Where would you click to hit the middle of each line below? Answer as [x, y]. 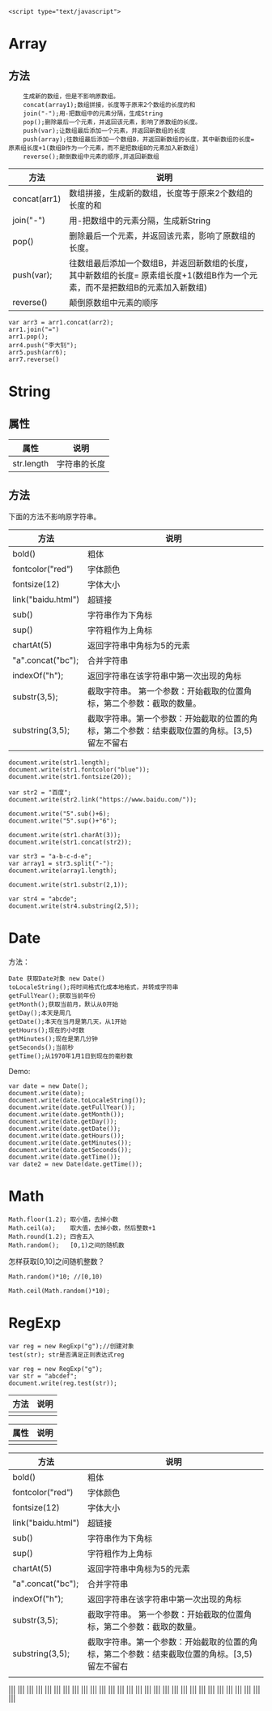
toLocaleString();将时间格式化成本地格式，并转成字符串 [93, 987]
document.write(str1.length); [59, 763]
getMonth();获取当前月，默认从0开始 [64, 1004]
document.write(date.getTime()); [65, 1157]
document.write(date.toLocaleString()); [78, 1100]
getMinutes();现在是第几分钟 [53, 1038]
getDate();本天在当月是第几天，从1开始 [68, 1021]
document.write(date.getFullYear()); [72, 1107]
